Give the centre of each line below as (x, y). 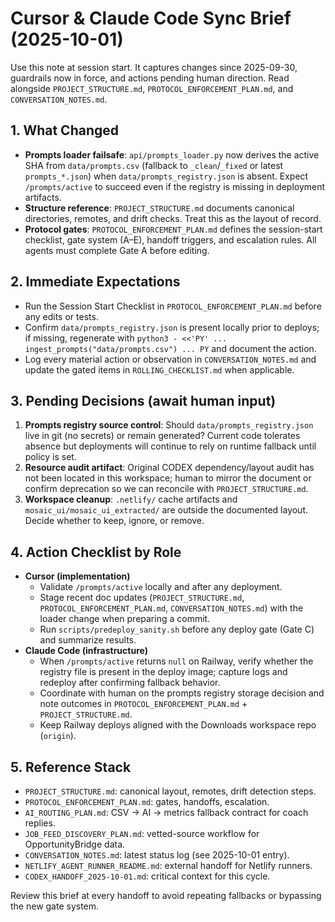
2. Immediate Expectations (95, 282)
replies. (40, 823)
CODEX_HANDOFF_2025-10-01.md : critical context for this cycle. (147, 876)
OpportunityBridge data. (75, 844)
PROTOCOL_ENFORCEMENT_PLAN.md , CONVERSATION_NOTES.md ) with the (171, 608)
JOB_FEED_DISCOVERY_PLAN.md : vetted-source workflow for (142, 833)
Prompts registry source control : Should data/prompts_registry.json (169, 425)
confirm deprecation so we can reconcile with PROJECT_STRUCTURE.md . (166, 489)
